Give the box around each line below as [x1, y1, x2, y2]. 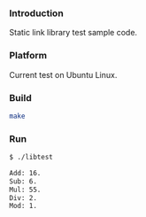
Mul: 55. [9, 185, 42, 194]
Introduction [9, 7, 64, 19]
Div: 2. [9, 193, 38, 202]
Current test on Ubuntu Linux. [9, 69, 118, 80]
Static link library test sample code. [9, 27, 138, 38]
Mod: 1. [9, 202, 38, 211]
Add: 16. [9, 168, 42, 177]
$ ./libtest [9, 153, 53, 162]
